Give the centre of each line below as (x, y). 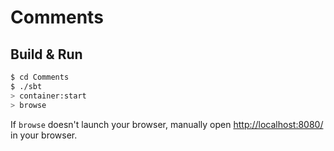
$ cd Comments (40, 77)
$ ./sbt (26, 86)
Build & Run (46, 54)
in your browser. (44, 135)
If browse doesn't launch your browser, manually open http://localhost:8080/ (167, 124)
